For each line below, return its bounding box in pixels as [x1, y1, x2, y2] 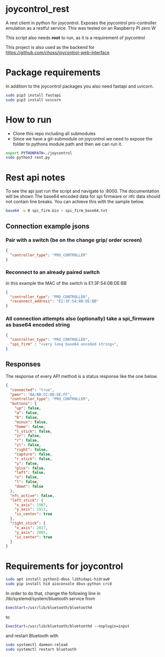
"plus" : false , [14, 466, 46, 470]
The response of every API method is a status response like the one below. [5, 373, 158, 379]
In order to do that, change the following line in [5, 590, 101, 597]
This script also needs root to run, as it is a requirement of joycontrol [5, 35, 145, 41]
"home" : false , [14, 424, 46, 429]
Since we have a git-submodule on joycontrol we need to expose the [12, 136, 153, 141]
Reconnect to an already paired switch [5, 269, 100, 276]
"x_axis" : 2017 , [14, 525, 48, 530]
